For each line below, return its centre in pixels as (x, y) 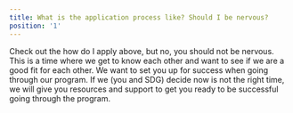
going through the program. (60, 98)
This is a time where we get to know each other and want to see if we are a (147, 61)
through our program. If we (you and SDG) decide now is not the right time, (147, 79)
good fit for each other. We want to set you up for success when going (139, 70)
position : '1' (36, 26)
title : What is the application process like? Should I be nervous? (139, 17)
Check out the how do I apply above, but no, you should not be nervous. (142, 51)
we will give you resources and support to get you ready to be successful (144, 89)
